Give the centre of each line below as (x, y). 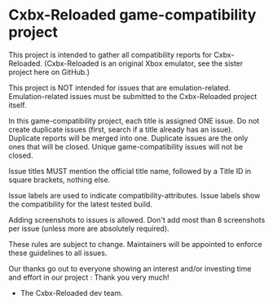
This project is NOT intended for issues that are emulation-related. (119, 88)
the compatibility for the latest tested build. (81, 204)
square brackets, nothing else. (59, 180)
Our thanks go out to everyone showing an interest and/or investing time (130, 268)
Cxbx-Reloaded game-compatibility (132, 15)
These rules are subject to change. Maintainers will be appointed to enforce (135, 244)
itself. (18, 105)
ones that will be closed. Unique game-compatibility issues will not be (125, 146)
